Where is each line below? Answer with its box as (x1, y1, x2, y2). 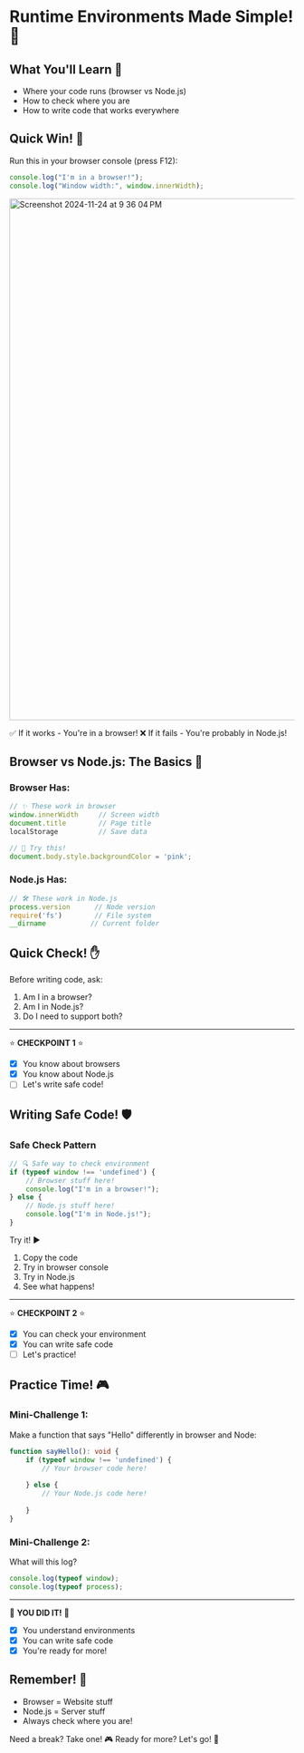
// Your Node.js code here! (42, 1489, 147, 1498)
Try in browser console (22, 1262, 109, 1273)
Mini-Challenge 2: (9, 1535, 90, 1548)
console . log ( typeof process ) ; (9, 1582, 124, 1592)
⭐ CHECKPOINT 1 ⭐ (9, 1038, 84, 1049)
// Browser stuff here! (25, 1176, 116, 1185)
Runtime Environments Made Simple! (9, 6, 294, 27)
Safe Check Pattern (9, 1138, 97, 1151)
